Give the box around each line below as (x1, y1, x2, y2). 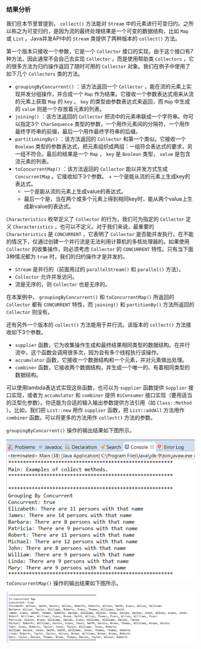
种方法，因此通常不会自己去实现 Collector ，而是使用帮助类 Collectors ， (6, 55, 189, 62)
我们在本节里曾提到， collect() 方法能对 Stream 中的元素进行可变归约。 (6, 20, 184, 28)
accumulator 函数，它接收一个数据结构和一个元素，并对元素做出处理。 (14, 357, 188, 364)
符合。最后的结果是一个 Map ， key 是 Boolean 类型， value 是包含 (31, 150, 191, 158)
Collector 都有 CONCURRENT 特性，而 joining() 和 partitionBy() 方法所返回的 (6, 301, 195, 308)
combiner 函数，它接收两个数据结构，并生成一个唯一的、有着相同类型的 (14, 364, 190, 371)
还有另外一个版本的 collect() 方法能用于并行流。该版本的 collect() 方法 (6, 321, 187, 328)
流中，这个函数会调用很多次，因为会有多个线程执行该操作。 (14, 349, 162, 356)
